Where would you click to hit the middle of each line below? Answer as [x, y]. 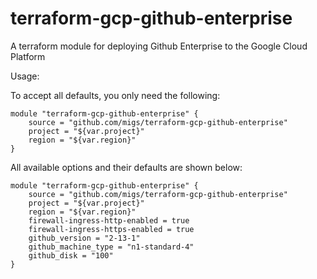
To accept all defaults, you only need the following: [115, 95]
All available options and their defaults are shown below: [126, 167]
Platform [28, 56]
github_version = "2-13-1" [84, 238]
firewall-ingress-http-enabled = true [109, 220]
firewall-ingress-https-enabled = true [111, 229]
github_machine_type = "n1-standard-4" [111, 247]
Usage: [25, 76]
